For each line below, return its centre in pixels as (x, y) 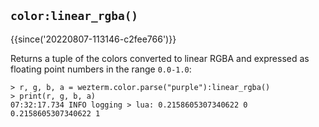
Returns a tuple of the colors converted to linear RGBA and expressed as (160, 58)
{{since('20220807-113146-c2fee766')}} (93, 39)
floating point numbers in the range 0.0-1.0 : (101, 69)
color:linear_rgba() (74, 16)
